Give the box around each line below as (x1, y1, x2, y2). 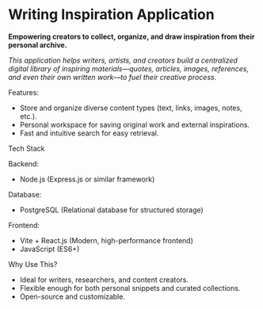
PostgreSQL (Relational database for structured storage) (19, 204, 204, 215)
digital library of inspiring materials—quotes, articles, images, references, (8, 63, 250, 73)
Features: (8, 87, 40, 97)
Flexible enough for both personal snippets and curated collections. (19, 283, 241, 292)
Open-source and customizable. (19, 292, 125, 301)
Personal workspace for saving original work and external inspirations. (19, 120, 250, 129)
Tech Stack (8, 143, 45, 153)
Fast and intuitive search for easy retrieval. (19, 128, 159, 138)
